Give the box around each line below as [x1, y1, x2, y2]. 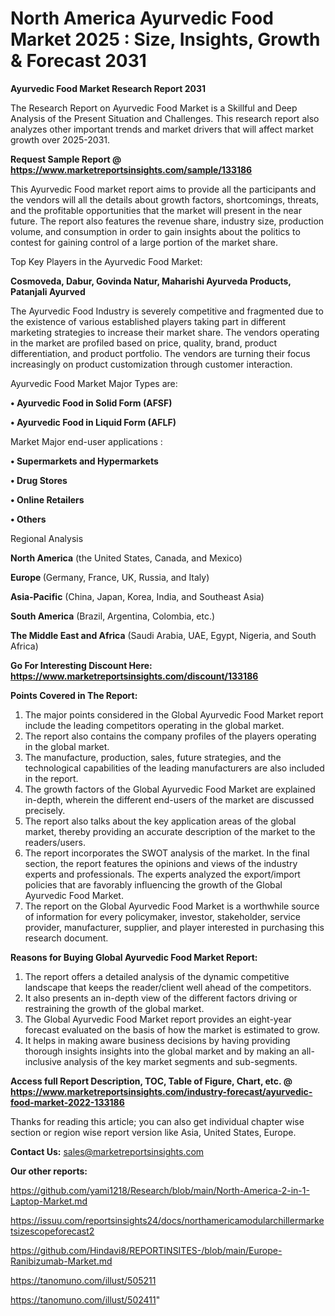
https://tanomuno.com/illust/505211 [10, 1274, 157, 1286]
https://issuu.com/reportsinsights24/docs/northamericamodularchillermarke [10, 1214, 325, 1226]
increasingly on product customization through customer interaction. [10, 358, 293, 370]
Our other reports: [10, 1165, 88, 1177]
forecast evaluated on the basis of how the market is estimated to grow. [24, 1023, 320, 1036]
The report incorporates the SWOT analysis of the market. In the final [24, 847, 310, 859]
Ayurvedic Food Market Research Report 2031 [10, 82, 206, 94]
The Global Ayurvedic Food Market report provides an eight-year [24, 1013, 292, 1025]
